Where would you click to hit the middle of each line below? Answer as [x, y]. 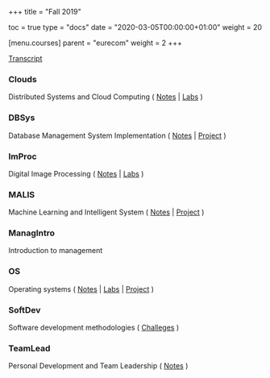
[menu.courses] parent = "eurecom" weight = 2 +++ [96, 43]
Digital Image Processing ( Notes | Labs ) [76, 173]
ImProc [23, 156]
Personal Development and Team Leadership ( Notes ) [98, 366]
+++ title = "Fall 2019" [45, 12]
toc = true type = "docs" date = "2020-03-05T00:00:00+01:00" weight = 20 [135, 27]
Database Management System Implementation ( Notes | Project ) [118, 135]
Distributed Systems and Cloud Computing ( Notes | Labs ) [106, 97]
